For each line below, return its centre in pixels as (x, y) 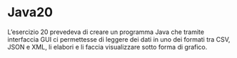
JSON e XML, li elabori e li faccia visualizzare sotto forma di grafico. (107, 47)
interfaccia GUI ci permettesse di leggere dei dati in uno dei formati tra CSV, (119, 39)
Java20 (30, 12)
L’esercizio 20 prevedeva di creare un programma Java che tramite (106, 32)
